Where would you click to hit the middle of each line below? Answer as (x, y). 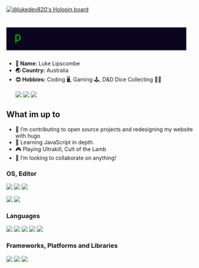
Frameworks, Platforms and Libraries (62, 245)
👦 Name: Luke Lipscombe (47, 63)
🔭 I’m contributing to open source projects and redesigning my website (104, 129)
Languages (23, 216)
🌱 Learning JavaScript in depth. (54, 142)
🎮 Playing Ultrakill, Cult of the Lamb (61, 149)
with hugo (28, 136)
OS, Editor (22, 174)
